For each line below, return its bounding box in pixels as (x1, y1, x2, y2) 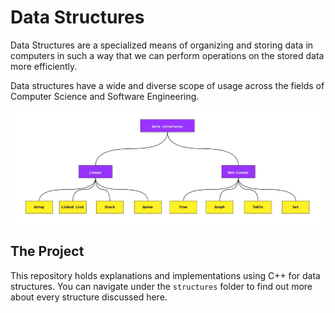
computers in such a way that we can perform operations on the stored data (10, 49, 325, 61)
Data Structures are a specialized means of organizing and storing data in (10, 39, 314, 51)
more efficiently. (10, 60, 78, 72)
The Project (10, 243, 85, 260)
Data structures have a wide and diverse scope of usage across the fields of (10, 79, 325, 91)
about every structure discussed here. (10, 291, 168, 303)
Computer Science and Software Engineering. (10, 90, 200, 102)
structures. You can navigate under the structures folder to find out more (10, 280, 313, 292)
